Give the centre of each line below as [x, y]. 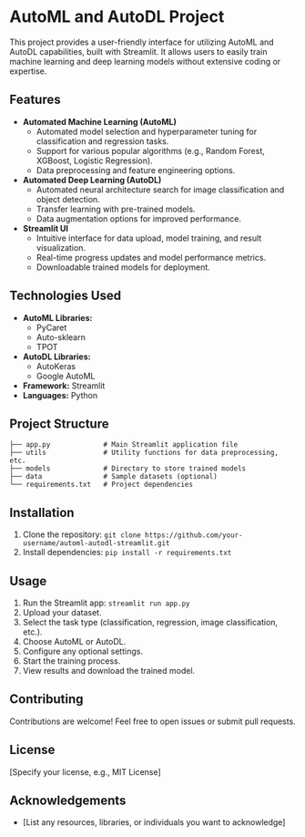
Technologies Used [65, 296]
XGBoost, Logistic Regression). [94, 160]
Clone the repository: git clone [81, 534]
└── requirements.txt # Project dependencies [102, 485]
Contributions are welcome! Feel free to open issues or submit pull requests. [152, 721]
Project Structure [59, 424]
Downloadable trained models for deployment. [123, 267]
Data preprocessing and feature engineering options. [136, 170]
